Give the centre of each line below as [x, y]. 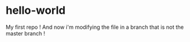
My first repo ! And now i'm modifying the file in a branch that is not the [95, 27]
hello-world [36, 10]
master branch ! [25, 33]
